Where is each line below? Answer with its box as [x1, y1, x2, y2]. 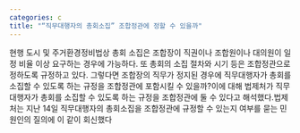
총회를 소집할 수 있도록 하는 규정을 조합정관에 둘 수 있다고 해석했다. [39, 91, 275, 103]
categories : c [9, 12, 63, 22]
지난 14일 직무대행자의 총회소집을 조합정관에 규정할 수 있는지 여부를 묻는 [25, 103, 279, 113]
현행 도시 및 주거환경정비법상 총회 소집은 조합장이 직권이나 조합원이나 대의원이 [9, 46, 282, 58]
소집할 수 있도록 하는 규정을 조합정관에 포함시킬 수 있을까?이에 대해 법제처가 [9, 80, 274, 91]
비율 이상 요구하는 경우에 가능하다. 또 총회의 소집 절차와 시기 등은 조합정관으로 [18, 58, 291, 69]
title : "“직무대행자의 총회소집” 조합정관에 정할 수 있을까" [9, 21, 203, 30]
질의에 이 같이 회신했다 [32, 113, 113, 125]
